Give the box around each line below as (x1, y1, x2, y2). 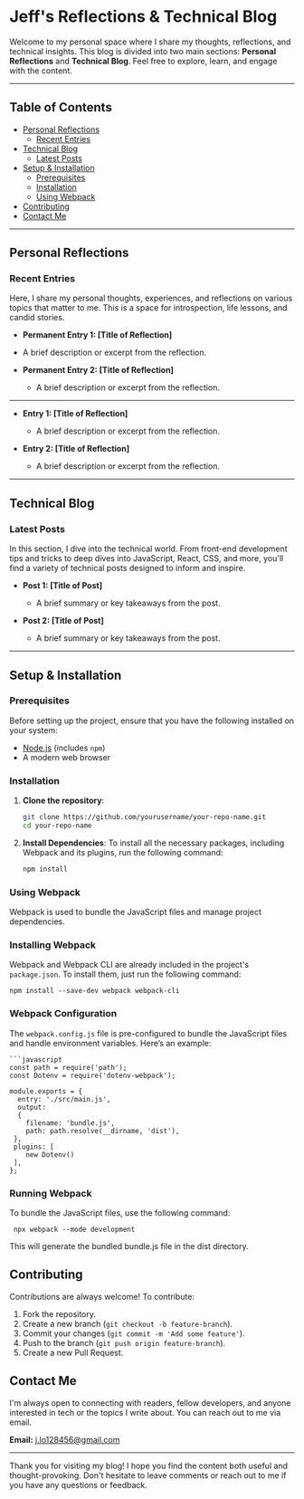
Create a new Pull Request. (22, 1347, 124, 1358)
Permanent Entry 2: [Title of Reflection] (22, 365, 175, 376)
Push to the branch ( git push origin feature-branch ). (22, 1337, 226, 1348)
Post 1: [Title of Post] (22, 580, 102, 591)
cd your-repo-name (22, 821, 92, 830)
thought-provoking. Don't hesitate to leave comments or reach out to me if (9, 1469, 287, 1481)
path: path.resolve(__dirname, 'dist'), (25, 1126, 180, 1135)
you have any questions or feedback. (9, 1479, 147, 1490)
